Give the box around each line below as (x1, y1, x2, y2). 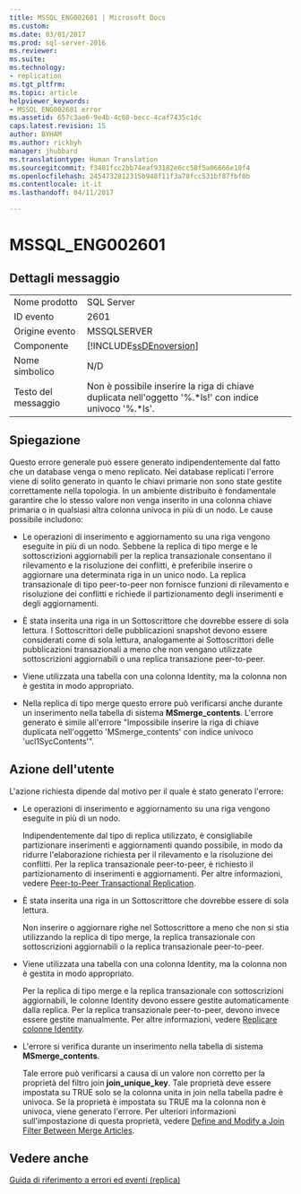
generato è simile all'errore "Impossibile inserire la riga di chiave (21, 717, 260, 728)
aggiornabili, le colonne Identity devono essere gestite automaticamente (21, 995, 289, 1006)
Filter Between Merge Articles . (21, 1125, 135, 1136)
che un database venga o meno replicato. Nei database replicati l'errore (9, 466, 275, 476)
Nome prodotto (13, 296, 78, 308)
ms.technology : (9, 64, 66, 73)
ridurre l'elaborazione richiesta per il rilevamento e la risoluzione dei (21, 849, 273, 859)
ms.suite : (9, 55, 47, 64)
